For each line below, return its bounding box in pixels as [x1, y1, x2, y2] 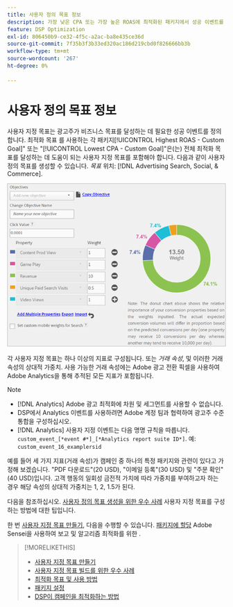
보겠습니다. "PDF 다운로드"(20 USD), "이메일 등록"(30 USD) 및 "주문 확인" [19, 465, 224, 474]
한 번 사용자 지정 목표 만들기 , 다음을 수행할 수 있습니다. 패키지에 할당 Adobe [7, 521, 213, 529]
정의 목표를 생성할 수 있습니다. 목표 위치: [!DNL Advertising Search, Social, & [7, 162, 218, 170]
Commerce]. [7, 169, 43, 178]
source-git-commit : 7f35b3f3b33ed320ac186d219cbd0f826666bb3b [7, 40, 191, 48]
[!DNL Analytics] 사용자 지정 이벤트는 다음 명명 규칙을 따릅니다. [17, 426, 190, 434]
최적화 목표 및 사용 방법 [34, 575, 98, 583]
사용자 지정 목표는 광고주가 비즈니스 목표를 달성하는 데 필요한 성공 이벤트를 [7, 127, 209, 135]
